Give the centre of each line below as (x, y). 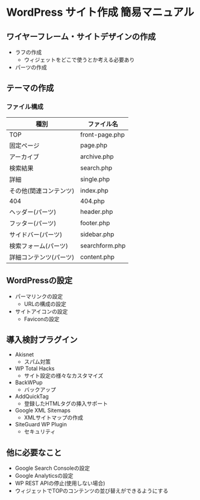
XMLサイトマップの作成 (53, 418)
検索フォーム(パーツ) (39, 246)
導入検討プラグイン (42, 340)
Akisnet (24, 354)
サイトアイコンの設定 (41, 311)
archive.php (97, 156)
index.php (94, 190)
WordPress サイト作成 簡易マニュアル (100, 12)
